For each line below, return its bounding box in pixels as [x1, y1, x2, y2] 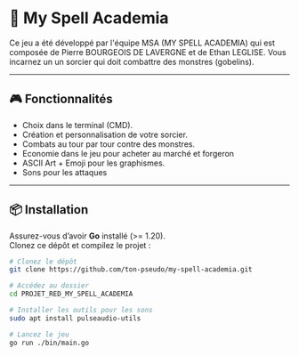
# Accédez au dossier [9, 281, 90, 290]
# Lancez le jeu [9, 329, 69, 339]
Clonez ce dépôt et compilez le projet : [9, 239, 151, 250]
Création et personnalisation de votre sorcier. [21, 129, 189, 140]
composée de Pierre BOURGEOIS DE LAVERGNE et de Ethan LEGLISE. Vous [9, 46, 287, 57]
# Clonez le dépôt [9, 257, 77, 266]
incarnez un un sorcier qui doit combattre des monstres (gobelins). [9, 56, 255, 67]
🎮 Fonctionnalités [9, 92, 113, 107]
